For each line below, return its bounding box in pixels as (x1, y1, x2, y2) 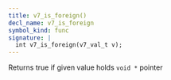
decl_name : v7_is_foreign (8, 19, 94, 27)
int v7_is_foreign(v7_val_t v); (15, 41, 123, 49)
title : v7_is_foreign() (8, 11, 87, 20)
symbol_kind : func (8, 26, 69, 34)
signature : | (8, 33, 52, 42)
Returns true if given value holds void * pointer (8, 63, 163, 72)
